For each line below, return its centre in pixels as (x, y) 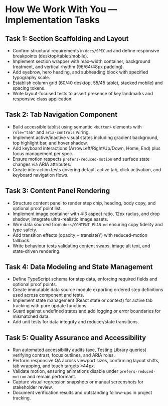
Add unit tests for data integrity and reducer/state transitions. (76, 322)
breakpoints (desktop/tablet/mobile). (50, 56)
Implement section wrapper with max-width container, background (81, 61)
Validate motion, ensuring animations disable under (65, 371)
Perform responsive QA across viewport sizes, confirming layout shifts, (86, 361)
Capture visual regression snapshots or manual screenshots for (78, 382)
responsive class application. (42, 99)
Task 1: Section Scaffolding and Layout (67, 39)
